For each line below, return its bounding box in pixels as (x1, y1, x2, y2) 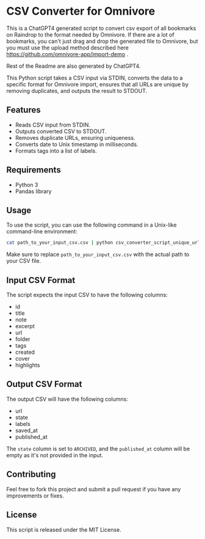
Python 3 (15, 181, 38, 188)
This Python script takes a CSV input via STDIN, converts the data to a (6, 74, 183, 81)
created (15, 348, 35, 356)
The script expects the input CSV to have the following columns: (6, 291, 168, 299)
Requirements (6, 165, 61, 175)
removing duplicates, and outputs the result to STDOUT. (6, 87, 148, 94)
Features (6, 105, 41, 116)
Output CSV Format (6, 379, 82, 389)
